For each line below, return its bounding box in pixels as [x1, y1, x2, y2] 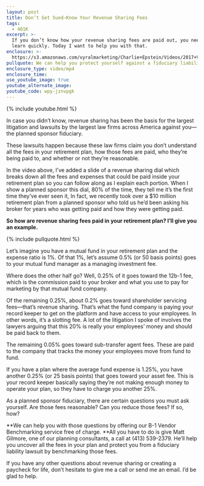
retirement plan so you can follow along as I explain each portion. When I [6, 179, 189, 187]
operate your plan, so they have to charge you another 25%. [6, 385, 157, 392]
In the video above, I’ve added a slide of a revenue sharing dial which [6, 166, 180, 174]
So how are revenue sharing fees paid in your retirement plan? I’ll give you [6, 217, 197, 224]
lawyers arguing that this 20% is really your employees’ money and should [6, 323, 192, 330]
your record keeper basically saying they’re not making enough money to [6, 379, 189, 386]
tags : [6, 20, 20, 26]
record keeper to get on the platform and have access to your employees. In [6, 309, 197, 317]
